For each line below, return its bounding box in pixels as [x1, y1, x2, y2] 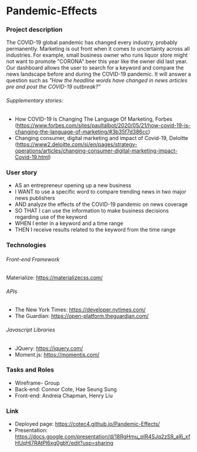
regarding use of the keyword [14, 213, 87, 220]
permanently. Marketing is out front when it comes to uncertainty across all [6, 45, 190, 52]
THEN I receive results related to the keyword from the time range [14, 226, 176, 233]
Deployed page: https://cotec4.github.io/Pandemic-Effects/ [14, 420, 160, 428]
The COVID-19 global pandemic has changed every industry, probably [6, 39, 178, 46]
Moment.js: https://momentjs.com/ [14, 351, 100, 358]
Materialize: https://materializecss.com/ [6, 274, 103, 281]
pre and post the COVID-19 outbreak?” [6, 83, 101, 91]
